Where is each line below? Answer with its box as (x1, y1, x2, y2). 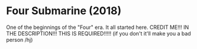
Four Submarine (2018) (6, 4, 122, 18)
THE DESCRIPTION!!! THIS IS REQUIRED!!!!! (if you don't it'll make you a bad (6, 30, 191, 37)
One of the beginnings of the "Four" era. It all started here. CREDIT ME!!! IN (6, 24, 189, 31)
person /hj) (6, 36, 33, 43)
